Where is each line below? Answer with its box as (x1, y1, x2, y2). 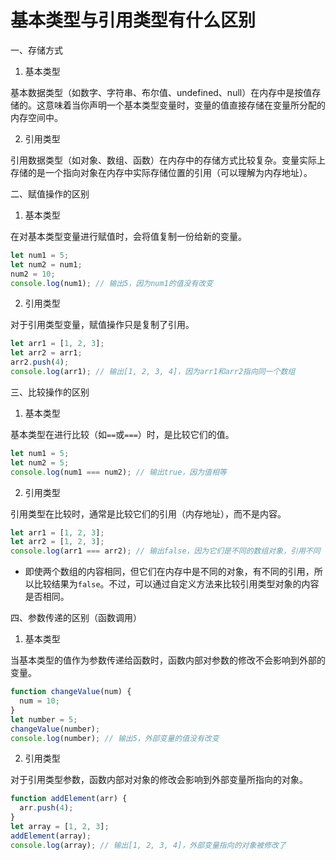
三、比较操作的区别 (10, 386, 90, 398)
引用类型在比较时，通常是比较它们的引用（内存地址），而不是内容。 (10, 507, 287, 520)
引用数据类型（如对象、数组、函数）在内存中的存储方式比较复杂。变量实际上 (10, 154, 326, 166)
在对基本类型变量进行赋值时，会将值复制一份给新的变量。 (10, 230, 247, 242)
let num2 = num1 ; (10, 259, 83, 270)
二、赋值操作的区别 (10, 187, 90, 200)
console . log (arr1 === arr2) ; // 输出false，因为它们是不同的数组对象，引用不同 (10, 546, 321, 556)
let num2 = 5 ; (10, 457, 70, 468)
